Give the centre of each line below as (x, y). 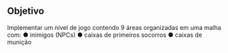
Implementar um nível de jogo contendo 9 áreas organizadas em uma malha (114, 27)
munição (20, 42)
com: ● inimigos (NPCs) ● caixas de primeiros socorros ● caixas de (105, 35)
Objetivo (26, 11)
